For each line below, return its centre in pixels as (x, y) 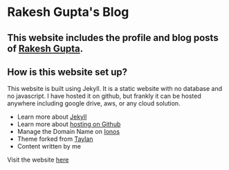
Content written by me (49, 146)
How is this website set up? (67, 72)
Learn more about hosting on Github (69, 124)
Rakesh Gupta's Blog (68, 12)
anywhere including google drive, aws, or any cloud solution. (94, 103)
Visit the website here (38, 160)
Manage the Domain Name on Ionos (68, 132)
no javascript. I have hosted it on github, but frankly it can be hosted (104, 96)
